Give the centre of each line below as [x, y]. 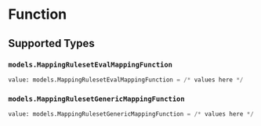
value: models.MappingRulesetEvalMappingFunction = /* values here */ [126, 80]
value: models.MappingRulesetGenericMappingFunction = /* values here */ [131, 114]
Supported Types [52, 43]
